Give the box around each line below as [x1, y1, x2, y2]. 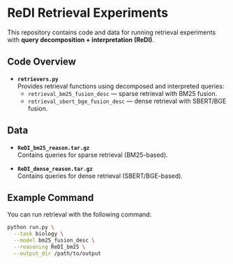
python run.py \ [7, 224, 54, 231]
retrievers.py [17, 76, 59, 83]
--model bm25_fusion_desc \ [13, 237, 96, 244]
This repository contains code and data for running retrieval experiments [7, 28, 216, 36]
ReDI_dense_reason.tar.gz [17, 165, 93, 172]
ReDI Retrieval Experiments [7, 5, 169, 21]
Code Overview [7, 56, 77, 68]
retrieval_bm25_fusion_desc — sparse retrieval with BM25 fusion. [27, 89, 218, 97]
